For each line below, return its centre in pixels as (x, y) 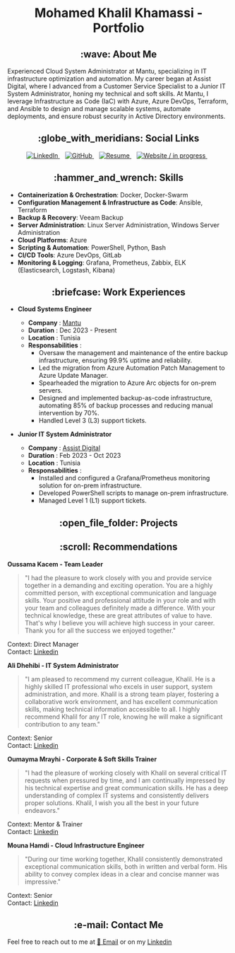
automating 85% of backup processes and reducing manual (126, 405)
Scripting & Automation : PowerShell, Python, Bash (91, 247)
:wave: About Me (119, 54)
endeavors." (42, 810)
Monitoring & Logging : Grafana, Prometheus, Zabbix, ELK (102, 262)
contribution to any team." (62, 724)
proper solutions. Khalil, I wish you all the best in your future (112, 803)
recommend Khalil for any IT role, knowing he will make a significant (123, 717)
